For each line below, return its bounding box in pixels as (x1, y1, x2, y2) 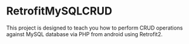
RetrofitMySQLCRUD (6, 4, 113, 18)
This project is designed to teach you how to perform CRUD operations (6, 24, 183, 31)
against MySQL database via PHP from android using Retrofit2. (6, 30, 163, 37)
